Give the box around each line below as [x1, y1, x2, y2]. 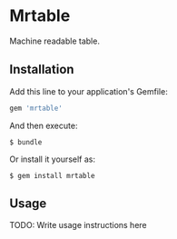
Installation [9, 62, 74, 77]
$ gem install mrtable [9, 171, 95, 180]
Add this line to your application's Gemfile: [9, 85, 168, 96]
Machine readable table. [9, 35, 100, 46]
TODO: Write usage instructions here [9, 220, 147, 231]
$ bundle [9, 137, 43, 146]
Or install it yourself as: [9, 154, 95, 164]
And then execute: [9, 120, 78, 131]
